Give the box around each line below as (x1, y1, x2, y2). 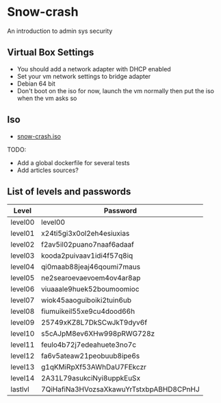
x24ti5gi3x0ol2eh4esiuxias (40, 229, 130, 239)
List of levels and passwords (7, 186, 131, 197)
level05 (10, 273, 35, 283)
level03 (10, 251, 35, 260)
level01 (10, 229, 35, 239)
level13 (10, 363, 35, 372)
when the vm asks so (16, 94, 77, 102)
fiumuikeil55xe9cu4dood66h (40, 306, 135, 316)
